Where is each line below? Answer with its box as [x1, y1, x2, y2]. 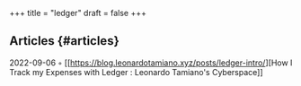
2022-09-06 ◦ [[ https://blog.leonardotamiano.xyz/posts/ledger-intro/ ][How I [9, 57, 293, 68]
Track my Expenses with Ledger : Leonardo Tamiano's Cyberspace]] [9, 66, 263, 77]
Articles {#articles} [9, 33, 120, 48]
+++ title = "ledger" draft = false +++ [9, 8, 146, 18]
